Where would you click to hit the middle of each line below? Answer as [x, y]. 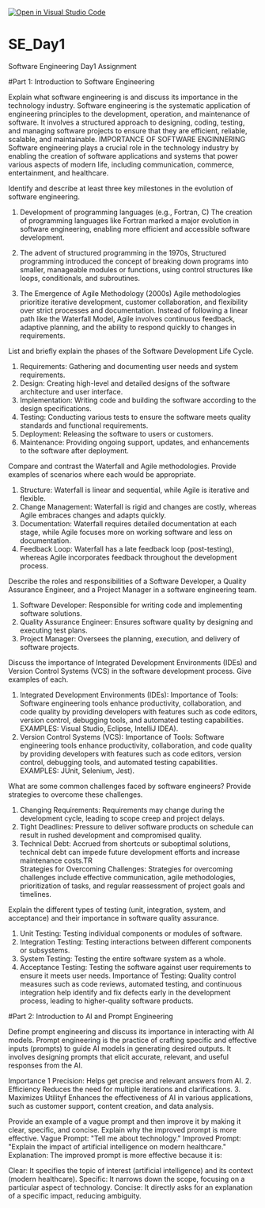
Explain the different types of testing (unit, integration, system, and [117, 910]
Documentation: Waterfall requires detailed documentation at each [128, 523]
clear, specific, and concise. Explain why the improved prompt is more [123, 1129]
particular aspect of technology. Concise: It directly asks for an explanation [131, 1187]
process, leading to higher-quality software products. [106, 1001]
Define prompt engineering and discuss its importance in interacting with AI [131, 1031]
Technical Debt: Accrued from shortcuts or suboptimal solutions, [125, 843]
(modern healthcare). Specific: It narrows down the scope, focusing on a [127, 1179]
